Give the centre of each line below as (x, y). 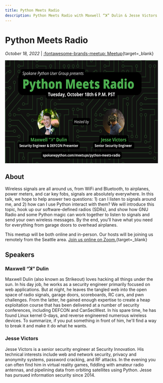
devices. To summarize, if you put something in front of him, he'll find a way (81, 321)
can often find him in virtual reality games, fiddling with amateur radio (74, 364)
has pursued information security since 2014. (50, 375)
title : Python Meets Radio (32, 10)
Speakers (20, 255)
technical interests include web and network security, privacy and (71, 354)
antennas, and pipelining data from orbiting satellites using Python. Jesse (78, 370)
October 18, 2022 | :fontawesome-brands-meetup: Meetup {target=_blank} (79, 54)
